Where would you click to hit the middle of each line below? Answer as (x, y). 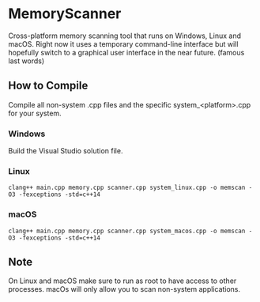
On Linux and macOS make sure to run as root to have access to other (122, 281)
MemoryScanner (65, 14)
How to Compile (48, 86)
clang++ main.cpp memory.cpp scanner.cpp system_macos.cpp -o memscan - (130, 231)
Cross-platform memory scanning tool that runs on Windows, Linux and (124, 36)
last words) (26, 61)
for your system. (35, 113)
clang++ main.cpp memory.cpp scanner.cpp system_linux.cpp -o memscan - (130, 188)
